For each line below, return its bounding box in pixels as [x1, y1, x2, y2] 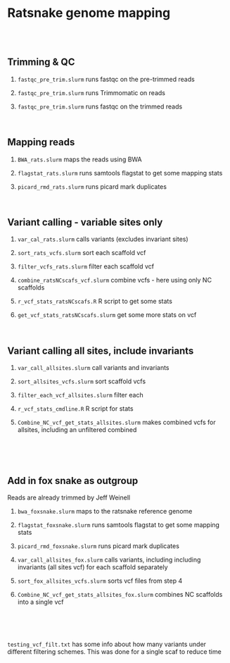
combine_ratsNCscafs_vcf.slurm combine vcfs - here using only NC [17, 276, 212, 285]
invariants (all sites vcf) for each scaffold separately [17, 563, 168, 571]
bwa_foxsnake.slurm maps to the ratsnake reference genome [17, 507, 193, 515]
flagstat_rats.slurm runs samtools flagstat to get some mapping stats [17, 168, 223, 177]
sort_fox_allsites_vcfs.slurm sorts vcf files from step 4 [17, 576, 183, 585]
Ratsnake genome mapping [7, 5, 171, 21]
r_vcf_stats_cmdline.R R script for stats [17, 404, 134, 413]
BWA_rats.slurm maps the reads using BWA [17, 155, 142, 163]
